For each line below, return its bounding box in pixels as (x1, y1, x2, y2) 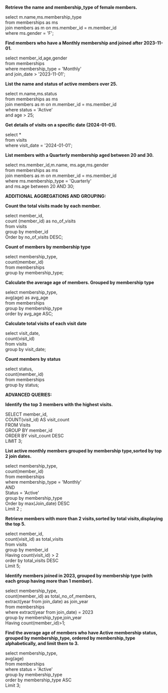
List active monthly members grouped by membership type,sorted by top (5, 448, 162, 453)
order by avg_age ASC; (5, 311, 53, 317)
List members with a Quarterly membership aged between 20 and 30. (5, 152, 154, 158)
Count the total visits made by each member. (5, 203, 101, 209)
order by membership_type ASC (5, 677, 72, 683)
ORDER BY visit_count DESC (5, 433, 64, 438)
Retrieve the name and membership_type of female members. (5, 5, 137, 10)
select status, (5, 366, 33, 372)
